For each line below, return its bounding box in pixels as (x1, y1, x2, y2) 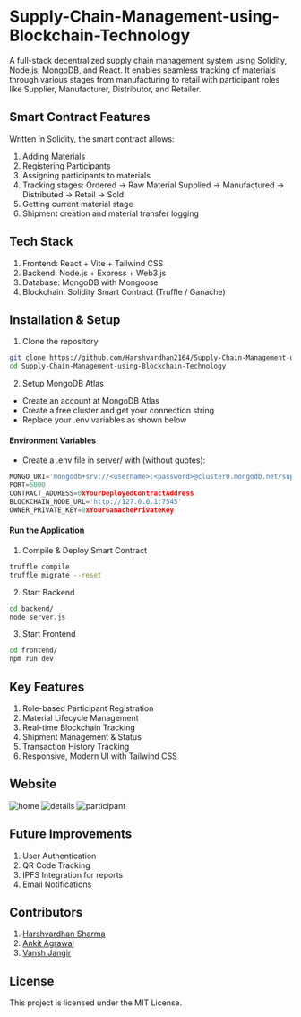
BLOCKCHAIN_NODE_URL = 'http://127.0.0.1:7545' (9, 497, 182, 506)
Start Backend (21, 587, 75, 597)
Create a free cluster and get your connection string (21, 405, 215, 416)
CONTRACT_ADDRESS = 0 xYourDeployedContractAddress (9, 489, 194, 499)
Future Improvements (9, 827, 133, 842)
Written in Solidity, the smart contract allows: (9, 133, 175, 144)
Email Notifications (21, 879, 92, 890)
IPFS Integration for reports (21, 869, 124, 880)
